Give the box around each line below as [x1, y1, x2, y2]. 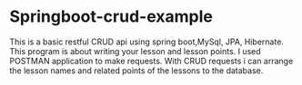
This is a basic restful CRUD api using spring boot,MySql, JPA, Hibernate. [9, 36, 285, 47]
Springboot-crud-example [9, 6, 214, 27]
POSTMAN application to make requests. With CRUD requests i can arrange [9, 55, 294, 66]
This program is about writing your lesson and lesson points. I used [9, 45, 261, 56]
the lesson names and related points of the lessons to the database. [9, 65, 264, 76]
